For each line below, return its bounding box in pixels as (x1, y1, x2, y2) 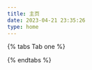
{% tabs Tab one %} (7, 43, 66, 51)
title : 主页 (7, 10, 40, 17)
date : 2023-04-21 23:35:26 (7, 17, 86, 24)
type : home (7, 23, 39, 30)
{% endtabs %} (7, 56, 52, 64)
